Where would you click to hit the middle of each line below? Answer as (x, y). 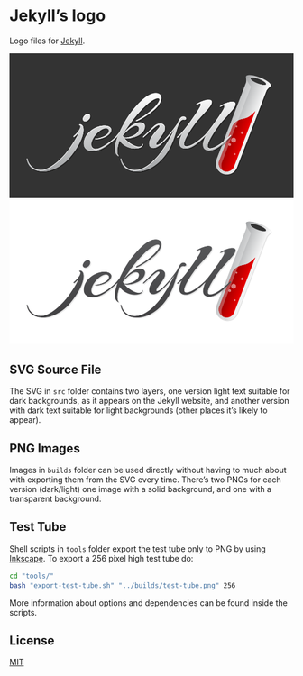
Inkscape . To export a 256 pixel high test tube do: (101, 558)
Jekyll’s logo (58, 16)
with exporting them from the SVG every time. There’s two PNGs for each (145, 480)
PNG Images (45, 448)
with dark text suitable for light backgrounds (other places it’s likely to (138, 410)
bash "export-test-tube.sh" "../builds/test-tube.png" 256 (123, 585)
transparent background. (55, 498)
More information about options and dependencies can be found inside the (149, 603)
